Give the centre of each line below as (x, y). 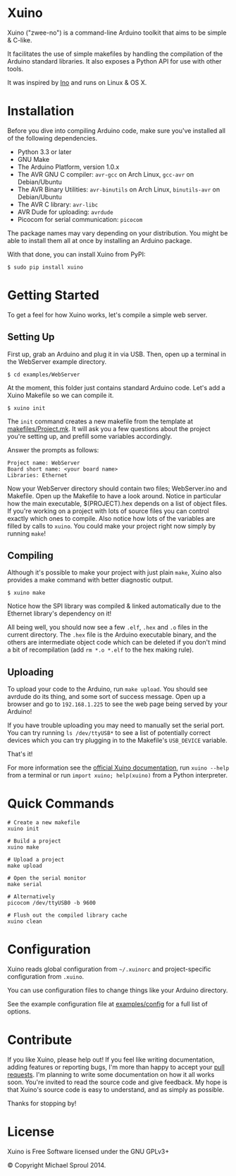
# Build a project (34, 841)
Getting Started (54, 295)
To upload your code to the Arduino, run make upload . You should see (107, 689)
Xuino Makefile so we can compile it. (61, 395)
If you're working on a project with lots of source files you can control (108, 511)
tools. (15, 69)
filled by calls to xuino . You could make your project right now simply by (112, 526)
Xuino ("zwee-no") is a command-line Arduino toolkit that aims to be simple (117, 33)
